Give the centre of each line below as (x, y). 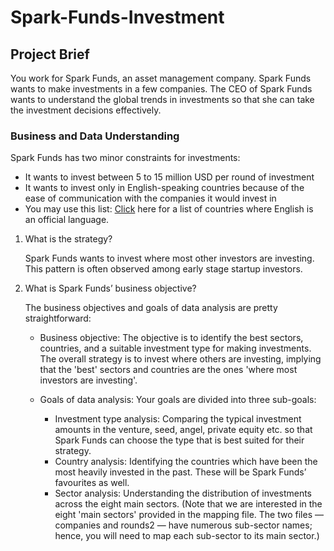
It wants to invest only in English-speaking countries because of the (164, 188)
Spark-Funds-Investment (117, 17)
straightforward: (58, 318)
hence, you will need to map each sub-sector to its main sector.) (187, 536)
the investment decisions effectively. (86, 110)
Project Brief (50, 54)
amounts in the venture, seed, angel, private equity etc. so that (183, 430)
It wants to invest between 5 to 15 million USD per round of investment (169, 177)
